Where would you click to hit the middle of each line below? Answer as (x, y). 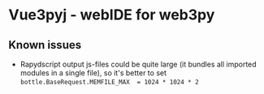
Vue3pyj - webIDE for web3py (112, 15)
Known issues (45, 45)
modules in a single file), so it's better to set (93, 73)
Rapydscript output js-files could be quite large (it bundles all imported (138, 64)
